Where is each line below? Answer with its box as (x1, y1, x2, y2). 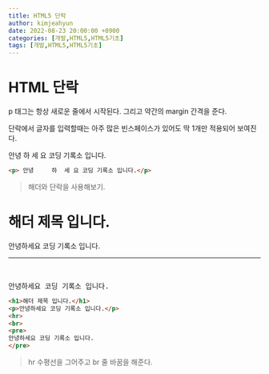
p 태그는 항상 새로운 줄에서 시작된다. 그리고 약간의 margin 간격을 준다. (8, 107, 227, 116)
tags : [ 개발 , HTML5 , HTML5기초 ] (8, 42, 102, 50)
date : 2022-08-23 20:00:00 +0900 (8, 26, 120, 34)
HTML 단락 (8, 78, 78, 97)
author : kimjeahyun (8, 19, 74, 27)
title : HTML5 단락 (8, 11, 66, 20)
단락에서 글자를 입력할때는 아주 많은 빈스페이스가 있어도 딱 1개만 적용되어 (8, 123, 236, 133)
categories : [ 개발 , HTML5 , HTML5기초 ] (8, 34, 124, 42)
